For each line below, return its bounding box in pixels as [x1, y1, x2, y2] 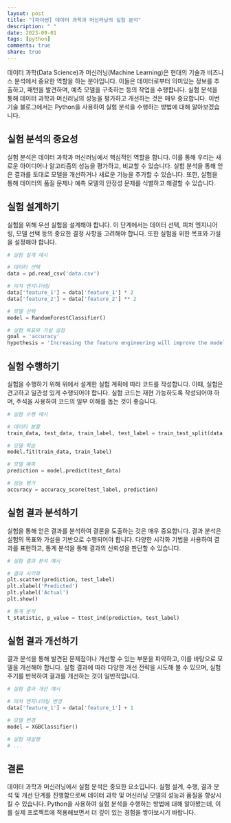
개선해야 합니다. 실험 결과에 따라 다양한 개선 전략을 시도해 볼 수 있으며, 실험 [19, 663, 221, 671]
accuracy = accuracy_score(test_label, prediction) [7, 486, 158, 493]
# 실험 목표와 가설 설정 [7, 326, 65, 334]
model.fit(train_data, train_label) [7, 448, 112, 455]
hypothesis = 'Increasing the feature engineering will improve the [7, 340, 208, 346]
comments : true [7, 42, 51, 49]
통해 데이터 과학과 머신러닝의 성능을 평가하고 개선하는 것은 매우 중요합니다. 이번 [7, 94, 220, 102]
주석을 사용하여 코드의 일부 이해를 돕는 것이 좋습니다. [16, 397, 157, 405]
